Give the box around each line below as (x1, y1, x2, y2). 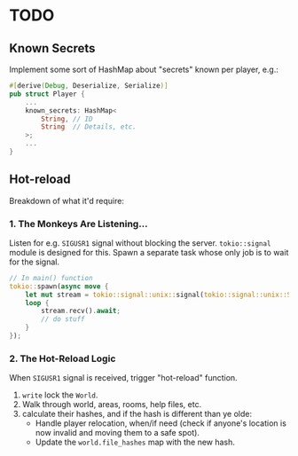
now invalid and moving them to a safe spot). (35, 428, 200, 438)
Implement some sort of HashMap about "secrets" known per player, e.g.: (9, 64, 279, 75)
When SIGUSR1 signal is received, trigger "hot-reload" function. (9, 373, 238, 383)
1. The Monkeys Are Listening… (9, 217, 148, 230)
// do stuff (41, 315, 86, 324)
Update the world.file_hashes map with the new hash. (35, 436, 235, 448)
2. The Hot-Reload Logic (9, 352, 116, 365)
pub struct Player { (9, 90, 86, 98)
